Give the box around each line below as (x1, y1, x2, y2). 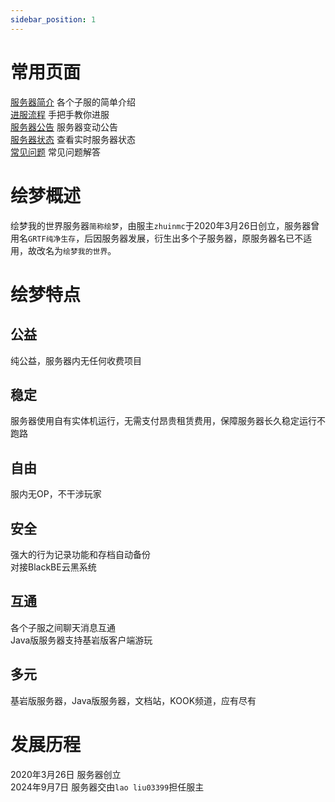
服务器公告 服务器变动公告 (10, 121, 118, 133)
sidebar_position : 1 (10, 14, 97, 25)
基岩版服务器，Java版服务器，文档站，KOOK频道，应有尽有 (10, 694, 257, 706)
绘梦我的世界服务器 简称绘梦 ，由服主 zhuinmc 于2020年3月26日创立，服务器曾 (10, 219, 320, 231)
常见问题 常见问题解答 (10, 146, 101, 158)
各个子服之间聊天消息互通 (10, 621, 116, 633)
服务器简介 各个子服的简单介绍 (10, 96, 136, 108)
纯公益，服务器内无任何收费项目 (10, 354, 142, 366)
